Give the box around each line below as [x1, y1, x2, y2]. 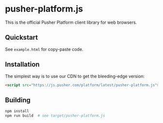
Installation [5, 61, 40, 69]
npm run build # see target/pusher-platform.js [5, 113, 105, 118]
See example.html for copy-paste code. [5, 46, 83, 52]
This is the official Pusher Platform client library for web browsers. [5, 19, 137, 25]
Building [5, 96, 31, 104]
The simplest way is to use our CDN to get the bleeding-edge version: [5, 73, 145, 79]
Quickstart [5, 33, 38, 42]
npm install [5, 109, 29, 114]
